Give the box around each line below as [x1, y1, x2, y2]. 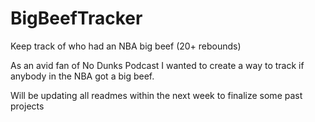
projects [10, 100, 45, 112]
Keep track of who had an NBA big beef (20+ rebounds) [10, 40, 242, 52]
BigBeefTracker [10, 7, 143, 30]
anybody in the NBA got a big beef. [10, 70, 155, 82]
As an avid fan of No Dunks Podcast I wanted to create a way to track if [10, 59, 305, 71]
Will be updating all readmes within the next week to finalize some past [10, 89, 303, 101]
